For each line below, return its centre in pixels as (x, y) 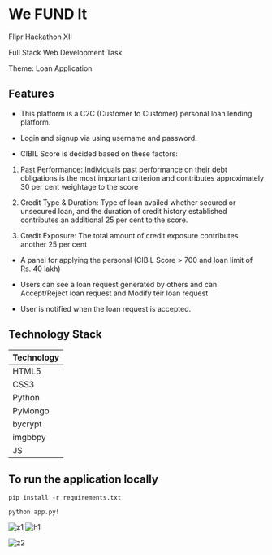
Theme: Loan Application (50, 68)
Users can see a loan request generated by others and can (119, 284)
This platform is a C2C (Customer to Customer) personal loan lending (136, 113)
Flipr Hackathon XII (41, 37)
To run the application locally (83, 479)
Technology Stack (55, 334)
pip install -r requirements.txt (65, 498)
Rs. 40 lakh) (40, 269)
